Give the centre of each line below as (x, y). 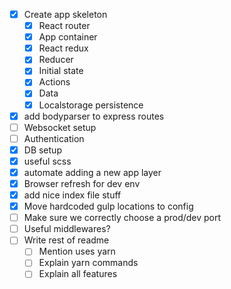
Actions (54, 82)
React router (64, 26)
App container (68, 37)
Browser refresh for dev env (82, 183)
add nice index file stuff (72, 195)
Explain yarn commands (88, 263)
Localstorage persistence (91, 105)
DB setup (42, 150)
